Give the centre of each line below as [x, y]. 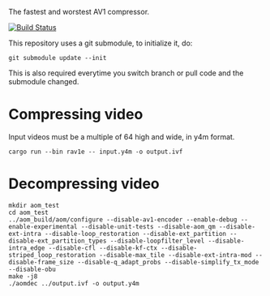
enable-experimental [43, 226]
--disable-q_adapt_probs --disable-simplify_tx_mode [168, 262]
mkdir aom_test [34, 205]
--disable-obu [32, 269]
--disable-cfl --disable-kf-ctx [103, 248]
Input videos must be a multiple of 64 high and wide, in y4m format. [122, 136]
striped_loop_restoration [52, 255]
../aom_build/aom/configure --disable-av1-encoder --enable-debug [123, 219]
